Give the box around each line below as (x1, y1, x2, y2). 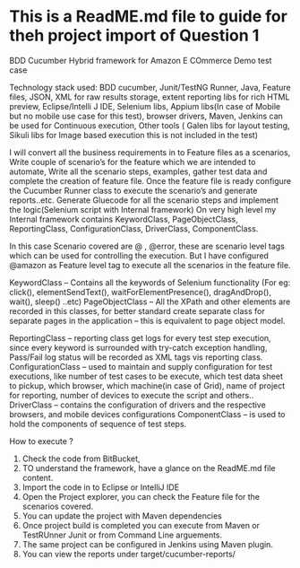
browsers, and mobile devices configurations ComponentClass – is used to (9, 408, 286, 419)
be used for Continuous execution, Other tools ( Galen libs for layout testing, (9, 119, 290, 131)
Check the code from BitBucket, (21, 453, 141, 464)
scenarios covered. (21, 501, 94, 511)
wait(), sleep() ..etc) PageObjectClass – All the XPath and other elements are (9, 296, 291, 307)
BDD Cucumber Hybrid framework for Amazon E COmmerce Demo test (9, 55, 272, 66)
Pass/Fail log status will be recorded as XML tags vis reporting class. (9, 352, 263, 363)
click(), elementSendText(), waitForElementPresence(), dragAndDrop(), (9, 286, 271, 297)
